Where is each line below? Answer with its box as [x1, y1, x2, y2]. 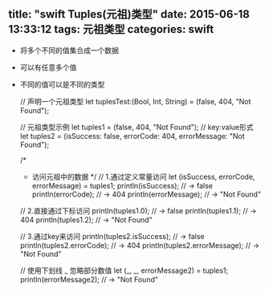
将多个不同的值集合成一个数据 [19, 45, 119, 55]
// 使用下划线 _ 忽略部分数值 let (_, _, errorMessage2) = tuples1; [19, 266, 229, 275]
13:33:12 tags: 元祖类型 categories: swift [8, 22, 214, 36]
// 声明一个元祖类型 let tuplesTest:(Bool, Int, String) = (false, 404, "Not [19, 96, 251, 106]
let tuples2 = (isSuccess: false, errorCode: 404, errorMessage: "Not [19, 131, 245, 140]
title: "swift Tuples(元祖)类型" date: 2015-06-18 [8, 7, 251, 22]
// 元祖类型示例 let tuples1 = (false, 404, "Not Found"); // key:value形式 [19, 122, 254, 132]
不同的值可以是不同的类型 [19, 79, 105, 89]
